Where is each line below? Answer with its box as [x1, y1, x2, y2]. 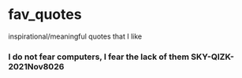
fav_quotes [8, 6, 82, 24]
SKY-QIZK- [190, 51, 235, 62]
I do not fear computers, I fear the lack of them [8, 51, 189, 62]
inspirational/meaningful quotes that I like [8, 32, 143, 41]
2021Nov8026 [8, 61, 65, 72]
